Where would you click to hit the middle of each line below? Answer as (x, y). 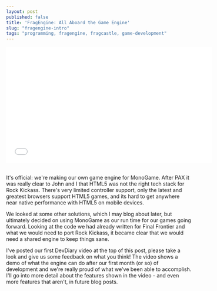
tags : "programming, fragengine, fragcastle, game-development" (86, 34)
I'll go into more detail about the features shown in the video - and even (93, 276)
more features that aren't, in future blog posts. (62, 282)
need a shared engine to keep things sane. (58, 239)
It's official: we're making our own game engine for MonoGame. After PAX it (98, 178)
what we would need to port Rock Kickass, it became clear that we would (95, 233)
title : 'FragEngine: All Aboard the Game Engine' (68, 22)
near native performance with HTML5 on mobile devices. (75, 203)
